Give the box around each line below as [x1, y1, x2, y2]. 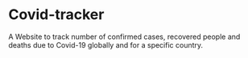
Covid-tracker [8, 6, 105, 24]
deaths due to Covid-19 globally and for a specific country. [8, 40, 204, 49]
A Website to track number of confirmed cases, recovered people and [8, 32, 241, 41]
